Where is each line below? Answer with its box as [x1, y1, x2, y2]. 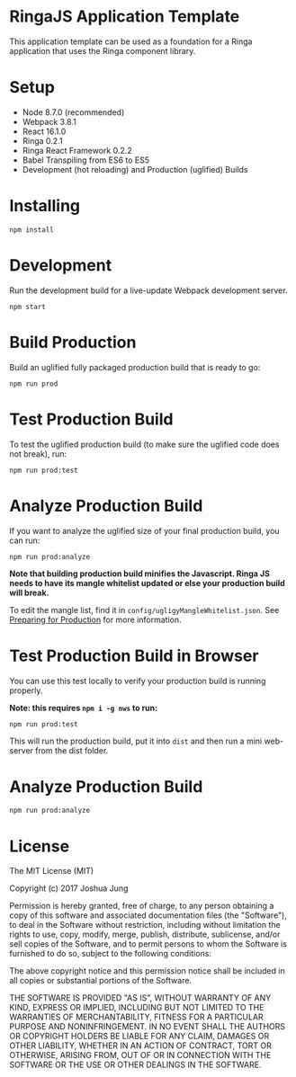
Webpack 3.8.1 [22, 116, 76, 127]
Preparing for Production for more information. [9, 614, 182, 625]
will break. [9, 587, 49, 598]
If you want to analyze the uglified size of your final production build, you [9, 525, 281, 536]
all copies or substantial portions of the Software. [9, 975, 192, 986]
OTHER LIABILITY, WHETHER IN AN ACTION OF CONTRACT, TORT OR [9, 1040, 272, 1051]
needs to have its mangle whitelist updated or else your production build [9, 577, 285, 588]
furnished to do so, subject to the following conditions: [9, 948, 211, 959]
